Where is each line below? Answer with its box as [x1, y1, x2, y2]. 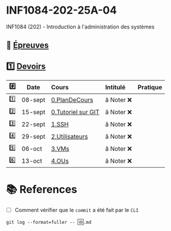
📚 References [6, 183, 78, 196]
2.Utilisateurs [51, 132, 88, 140]
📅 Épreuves [6, 40, 49, 50]
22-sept [21, 120, 46, 128]
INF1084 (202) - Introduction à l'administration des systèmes [6, 23, 155, 30]
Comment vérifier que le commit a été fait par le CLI [14, 207, 139, 214]
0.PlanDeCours [51, 95, 93, 104]
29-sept [21, 132, 46, 140]
